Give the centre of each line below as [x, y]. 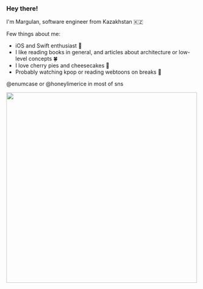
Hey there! [22, 9]
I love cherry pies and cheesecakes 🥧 [62, 66]
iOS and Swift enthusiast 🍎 [48, 46]
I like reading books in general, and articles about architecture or [96, 52]
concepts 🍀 [43, 59]
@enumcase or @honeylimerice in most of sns [65, 84]
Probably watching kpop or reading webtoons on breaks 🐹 [88, 72]
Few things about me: [34, 34]
